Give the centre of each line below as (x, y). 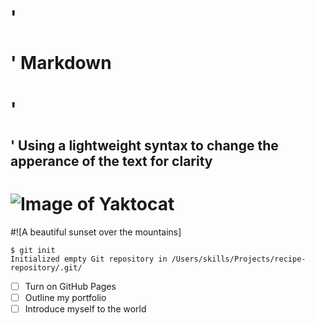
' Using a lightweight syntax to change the (144, 145)
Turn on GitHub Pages (70, 286)
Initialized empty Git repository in (89, 259)
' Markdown (61, 63)
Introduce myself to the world (85, 309)
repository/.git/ (46, 267)
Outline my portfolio (65, 297)
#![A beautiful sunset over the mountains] (96, 232)
